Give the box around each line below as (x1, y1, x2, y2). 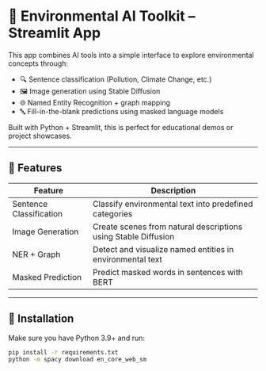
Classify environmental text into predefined (92, 198, 253, 209)
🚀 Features (8, 162, 63, 175)
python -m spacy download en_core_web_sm (8, 356, 147, 364)
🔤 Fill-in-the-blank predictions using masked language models (19, 106, 224, 116)
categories (92, 208, 133, 219)
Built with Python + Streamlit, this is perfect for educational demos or (8, 122, 234, 132)
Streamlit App (8, 24, 101, 42)
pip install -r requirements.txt (8, 348, 119, 356)
